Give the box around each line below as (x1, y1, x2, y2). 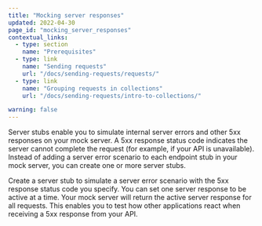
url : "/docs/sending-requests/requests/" (22, 70, 159, 78)
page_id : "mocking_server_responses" (8, 26, 132, 34)
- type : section (15, 41, 68, 49)
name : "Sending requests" (22, 63, 107, 71)
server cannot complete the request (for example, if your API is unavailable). (8, 144, 255, 154)
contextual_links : (8, 33, 68, 42)
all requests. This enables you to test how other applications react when (8, 201, 241, 210)
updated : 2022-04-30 (8, 19, 76, 27)
